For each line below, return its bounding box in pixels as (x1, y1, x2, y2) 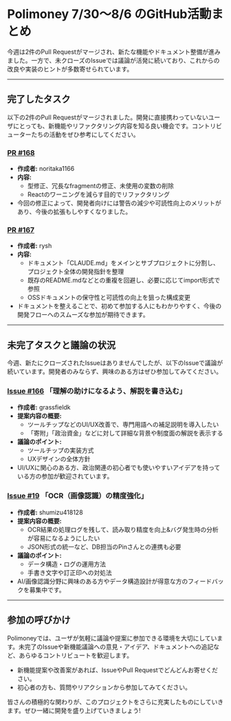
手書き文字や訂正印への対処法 (27, 568, 112, 576)
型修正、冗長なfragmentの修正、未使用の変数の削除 (27, 182, 174, 190)
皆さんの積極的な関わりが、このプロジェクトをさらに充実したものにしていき (7, 698, 224, 706)
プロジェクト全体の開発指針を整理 (27, 267, 124, 276)
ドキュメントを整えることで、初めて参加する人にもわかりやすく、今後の (16, 302, 222, 310)
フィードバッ (188, 577, 224, 585)
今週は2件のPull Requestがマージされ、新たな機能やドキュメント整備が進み (7, 48, 221, 56)
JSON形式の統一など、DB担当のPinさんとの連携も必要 (27, 542, 181, 551)
